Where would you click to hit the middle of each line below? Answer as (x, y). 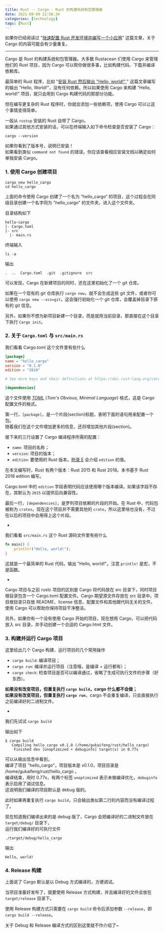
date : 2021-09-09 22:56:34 (32, 14)
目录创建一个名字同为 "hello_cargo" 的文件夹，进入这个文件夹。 (73, 202)
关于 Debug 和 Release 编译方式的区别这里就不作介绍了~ (62, 925)
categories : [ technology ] (31, 19)
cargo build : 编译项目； (36, 660)
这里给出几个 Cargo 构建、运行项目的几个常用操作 (55, 650)
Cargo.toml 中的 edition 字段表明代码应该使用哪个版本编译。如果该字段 (77, 487)
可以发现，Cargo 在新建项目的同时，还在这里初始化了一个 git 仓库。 (73, 282)
